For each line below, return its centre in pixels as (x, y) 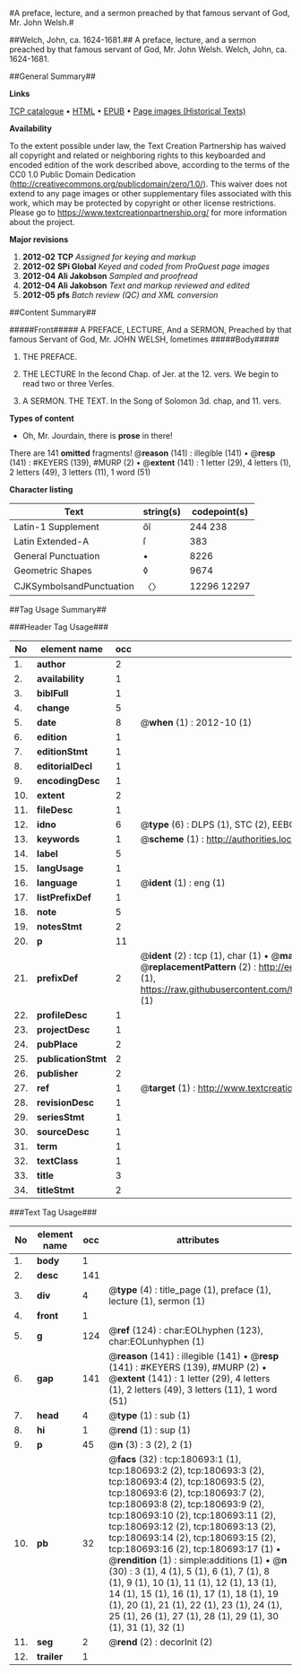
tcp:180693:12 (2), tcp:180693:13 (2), (192, 1526)
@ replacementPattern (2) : (198, 967)
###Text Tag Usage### (53, 1212)
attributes (198, 1240)
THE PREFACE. (50, 357)
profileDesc (62, 1015)
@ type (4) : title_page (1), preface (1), (190, 1290)
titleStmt (56, 1190)
